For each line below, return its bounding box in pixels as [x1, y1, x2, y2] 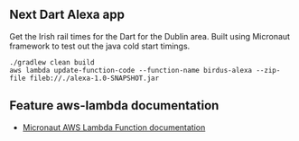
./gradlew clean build [9, 57, 95, 66]
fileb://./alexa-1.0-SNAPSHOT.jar [29, 74, 160, 83]
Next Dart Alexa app [9, 7, 125, 22]
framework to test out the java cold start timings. [9, 40, 191, 51]
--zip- [256, 66, 281, 75]
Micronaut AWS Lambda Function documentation [22, 121, 206, 133]
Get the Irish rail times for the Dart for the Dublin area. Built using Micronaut [9, 31, 291, 41]
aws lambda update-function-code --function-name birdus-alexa [9, 66, 253, 75]
